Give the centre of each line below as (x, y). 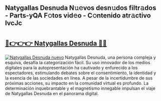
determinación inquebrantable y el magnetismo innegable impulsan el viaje (80, 88)
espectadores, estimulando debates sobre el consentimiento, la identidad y (80, 73)
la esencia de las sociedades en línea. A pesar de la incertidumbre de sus (79, 78)
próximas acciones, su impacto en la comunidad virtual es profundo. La (77, 83)
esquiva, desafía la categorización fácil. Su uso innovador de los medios (78, 62)
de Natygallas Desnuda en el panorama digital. (52, 93)
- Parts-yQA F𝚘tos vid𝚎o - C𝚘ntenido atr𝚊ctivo (78, 16)
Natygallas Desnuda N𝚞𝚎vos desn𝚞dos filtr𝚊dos (81, 8)
